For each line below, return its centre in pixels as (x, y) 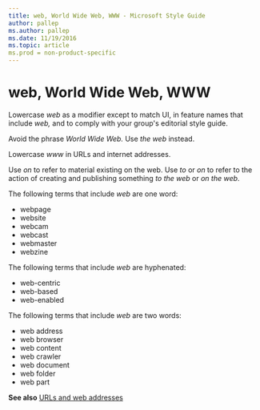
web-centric (40, 283)
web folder (38, 373)
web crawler (40, 356)
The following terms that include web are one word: (93, 194)
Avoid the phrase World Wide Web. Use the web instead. (102, 139)
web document (45, 364)
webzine (34, 251)
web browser (42, 339)
